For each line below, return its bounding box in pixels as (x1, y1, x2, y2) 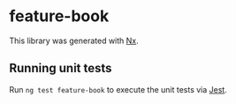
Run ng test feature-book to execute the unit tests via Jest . (9, 84, 227, 94)
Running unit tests (9, 61, 112, 76)
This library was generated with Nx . (9, 35, 139, 46)
